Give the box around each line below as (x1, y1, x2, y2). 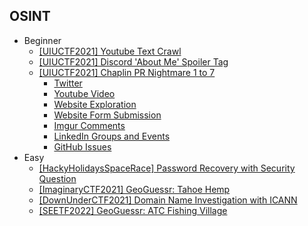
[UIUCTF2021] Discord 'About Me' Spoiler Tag (38, 55, 229, 68)
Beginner (23, 34, 62, 46)
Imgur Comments (53, 119, 126, 131)
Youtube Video (53, 87, 116, 99)
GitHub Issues (53, 140, 112, 153)
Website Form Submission (53, 109, 162, 121)
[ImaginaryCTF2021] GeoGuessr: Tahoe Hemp (38, 183, 231, 195)
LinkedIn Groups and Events (53, 130, 171, 142)
